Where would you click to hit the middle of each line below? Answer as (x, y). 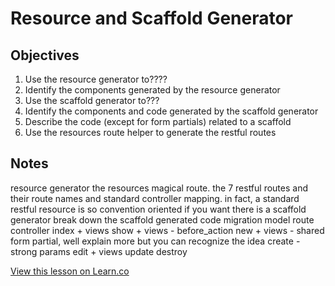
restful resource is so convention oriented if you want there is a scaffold (158, 209)
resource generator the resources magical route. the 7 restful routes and (159, 188)
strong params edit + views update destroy (99, 251)
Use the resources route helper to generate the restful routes (150, 132)
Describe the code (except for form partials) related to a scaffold (158, 121)
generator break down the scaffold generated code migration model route (162, 219)
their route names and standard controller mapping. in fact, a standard (155, 198)
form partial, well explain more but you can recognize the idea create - (155, 241)
